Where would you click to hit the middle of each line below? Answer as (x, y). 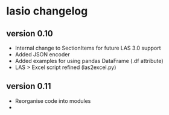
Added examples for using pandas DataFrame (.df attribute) (89, 61)
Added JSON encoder (43, 54)
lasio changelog (47, 11)
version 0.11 (29, 86)
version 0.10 (30, 34)
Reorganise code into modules (53, 100)
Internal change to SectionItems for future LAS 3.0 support (88, 48)
